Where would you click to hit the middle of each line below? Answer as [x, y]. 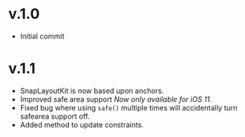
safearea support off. [55, 116]
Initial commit [42, 36]
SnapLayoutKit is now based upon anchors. [92, 91]
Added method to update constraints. [82, 124]
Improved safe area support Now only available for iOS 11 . [116, 99]
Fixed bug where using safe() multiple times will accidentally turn [129, 107]
